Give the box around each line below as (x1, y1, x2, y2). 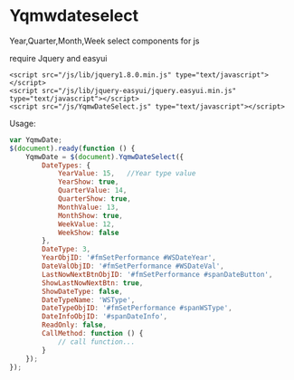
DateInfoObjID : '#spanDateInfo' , (42, 312, 168, 321)
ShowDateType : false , (42, 287, 124, 296)
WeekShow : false (57, 228, 119, 237)
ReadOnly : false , (42, 320, 107, 330)
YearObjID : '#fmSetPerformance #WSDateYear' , (42, 253, 217, 262)
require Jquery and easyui (9, 52, 108, 63)
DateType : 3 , (42, 245, 91, 254)
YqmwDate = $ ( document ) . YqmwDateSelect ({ (25, 152, 184, 161)
